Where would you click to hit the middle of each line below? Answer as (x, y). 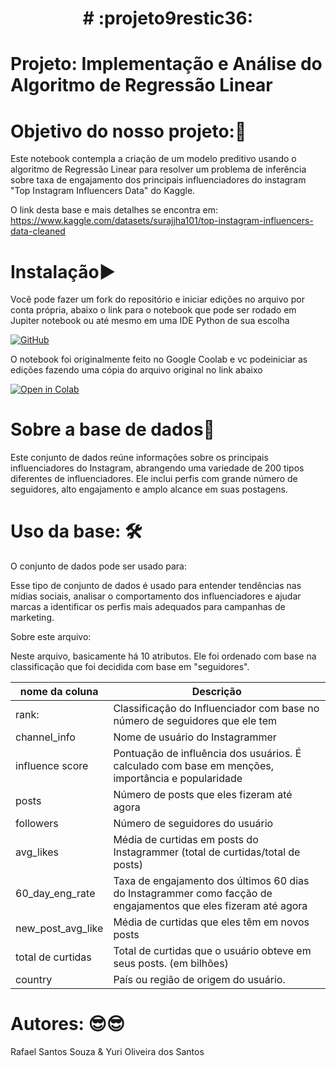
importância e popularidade (178, 779)
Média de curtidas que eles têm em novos (211, 922)
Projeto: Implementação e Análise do (166, 64)
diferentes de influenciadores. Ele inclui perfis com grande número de (154, 479)
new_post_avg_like (59, 929)
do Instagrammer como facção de (193, 894)
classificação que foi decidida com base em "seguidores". (130, 667)
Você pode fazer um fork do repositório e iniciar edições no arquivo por (157, 299)
